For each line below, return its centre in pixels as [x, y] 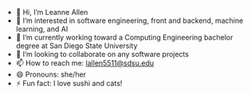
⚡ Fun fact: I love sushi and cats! [69, 83]
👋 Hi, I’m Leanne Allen [52, 12]
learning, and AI [42, 29]
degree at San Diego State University [76, 46]
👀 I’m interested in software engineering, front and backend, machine [129, 21]
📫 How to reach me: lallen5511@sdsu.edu [85, 63]
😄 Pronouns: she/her [51, 74]
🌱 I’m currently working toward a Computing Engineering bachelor [124, 37]
